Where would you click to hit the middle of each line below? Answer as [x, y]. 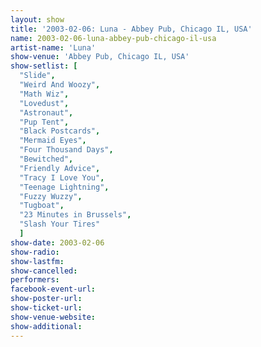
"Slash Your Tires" [60, 224]
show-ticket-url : [46, 308]
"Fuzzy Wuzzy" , [51, 196]
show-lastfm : [37, 261]
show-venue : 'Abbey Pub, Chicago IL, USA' [100, 57]
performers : [35, 280]
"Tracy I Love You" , [62, 177]
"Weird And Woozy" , [60, 85]
